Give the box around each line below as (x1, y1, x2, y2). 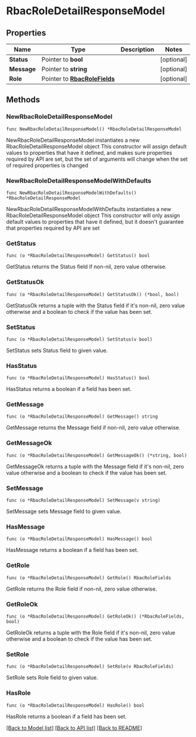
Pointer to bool (41, 55, 83, 63)
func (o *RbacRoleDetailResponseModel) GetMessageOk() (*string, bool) (6, 452, 187, 458)
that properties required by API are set (6, 224, 100, 231)
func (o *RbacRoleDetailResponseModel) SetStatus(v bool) (6, 336, 153, 342)
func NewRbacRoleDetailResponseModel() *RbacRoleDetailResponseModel (6, 126, 182, 132)
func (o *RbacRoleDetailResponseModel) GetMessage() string (6, 414, 159, 420)
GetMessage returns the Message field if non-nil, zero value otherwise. (6, 424, 181, 431)
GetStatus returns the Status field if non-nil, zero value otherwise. (6, 263, 167, 271)
